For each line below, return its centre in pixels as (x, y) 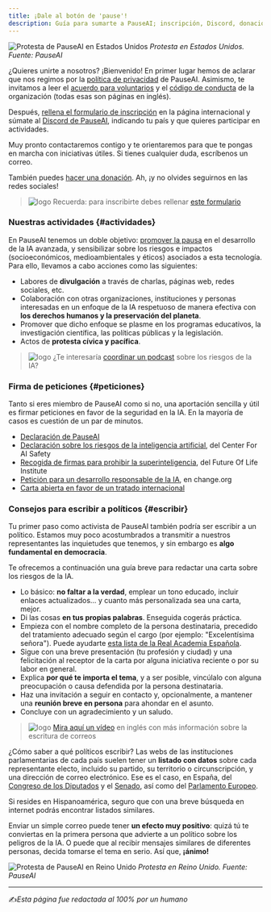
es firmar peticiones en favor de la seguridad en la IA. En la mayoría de (126, 413)
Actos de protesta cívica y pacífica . (80, 341)
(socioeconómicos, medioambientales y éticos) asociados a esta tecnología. (135, 257)
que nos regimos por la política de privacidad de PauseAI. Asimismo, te (127, 79)
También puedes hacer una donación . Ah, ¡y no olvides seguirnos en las (128, 177)
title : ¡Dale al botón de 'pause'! (68, 16)
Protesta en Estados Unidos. (197, 46)
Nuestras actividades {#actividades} (82, 223)
